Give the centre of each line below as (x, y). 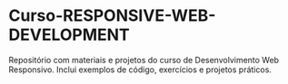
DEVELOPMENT (70, 35)
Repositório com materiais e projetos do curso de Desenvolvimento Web (144, 60)
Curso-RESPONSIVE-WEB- (112, 16)
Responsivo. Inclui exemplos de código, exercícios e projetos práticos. (140, 70)
